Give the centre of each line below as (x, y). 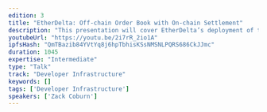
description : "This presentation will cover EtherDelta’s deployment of (131, 30)
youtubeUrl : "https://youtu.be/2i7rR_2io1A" (83, 37)
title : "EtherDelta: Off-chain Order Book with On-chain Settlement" (126, 23)
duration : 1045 (33, 52)
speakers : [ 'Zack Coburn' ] (53, 96)
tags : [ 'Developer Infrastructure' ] (69, 89)
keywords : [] (30, 81)
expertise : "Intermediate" (53, 60)
